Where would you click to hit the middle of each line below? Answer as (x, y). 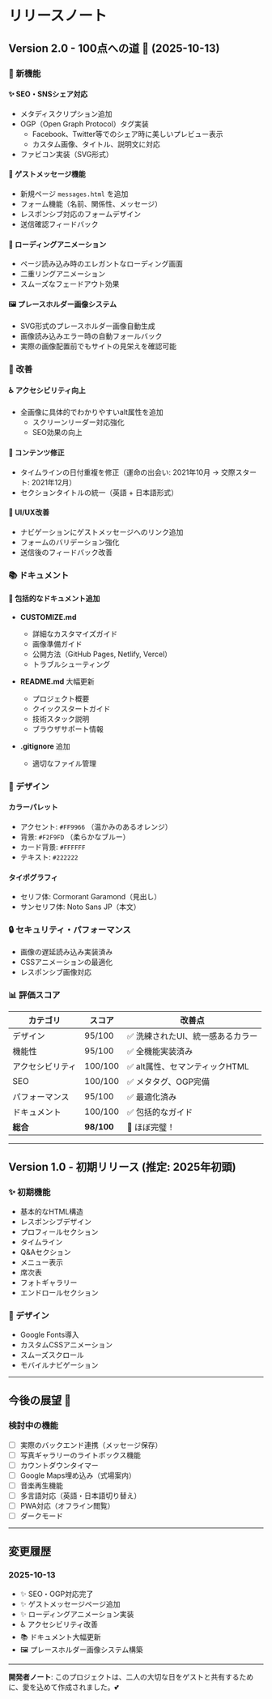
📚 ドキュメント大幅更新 (60, 1637)
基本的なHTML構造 (51, 1211)
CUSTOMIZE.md (48, 617)
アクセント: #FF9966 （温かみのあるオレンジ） (96, 827)
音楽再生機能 (41, 1485)
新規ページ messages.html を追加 (74, 194)
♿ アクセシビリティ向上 (47, 390)
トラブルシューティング (71, 664)
